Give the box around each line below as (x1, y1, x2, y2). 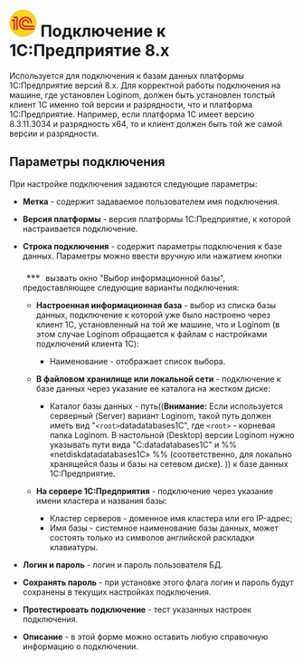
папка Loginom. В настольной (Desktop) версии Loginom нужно (49, 429, 295, 440)
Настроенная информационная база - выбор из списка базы (35, 299, 277, 310)
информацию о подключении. (22, 640, 138, 652)
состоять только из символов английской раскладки (49, 531, 255, 543)
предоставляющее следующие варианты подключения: (22, 282, 240, 293)
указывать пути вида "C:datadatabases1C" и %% (49, 439, 238, 450)
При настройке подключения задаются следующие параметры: (9, 178, 258, 190)
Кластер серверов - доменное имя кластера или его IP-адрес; (49, 512, 293, 523)
